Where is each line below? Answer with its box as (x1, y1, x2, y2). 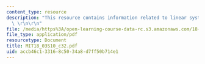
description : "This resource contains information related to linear (6, 15, 187, 21)
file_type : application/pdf (6, 32, 78, 38)
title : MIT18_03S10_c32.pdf (6, 43, 78, 49)
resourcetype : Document (6, 37, 67, 43)
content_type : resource (6, 9, 67, 15)
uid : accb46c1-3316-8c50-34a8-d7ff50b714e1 (6, 49, 119, 55)
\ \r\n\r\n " (12, 20, 43, 26)
